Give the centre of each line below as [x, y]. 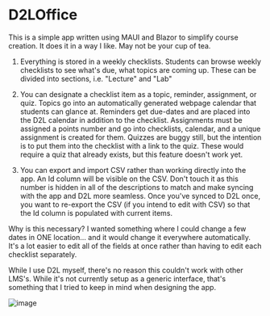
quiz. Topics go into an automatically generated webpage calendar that [138, 103]
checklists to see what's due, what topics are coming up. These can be [138, 70]
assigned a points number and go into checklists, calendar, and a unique [140, 129]
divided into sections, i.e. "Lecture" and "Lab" [96, 78]
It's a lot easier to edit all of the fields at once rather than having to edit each [135, 246]
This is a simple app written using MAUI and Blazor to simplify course [124, 37]
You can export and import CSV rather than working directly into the [133, 170]
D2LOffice [43, 15]
